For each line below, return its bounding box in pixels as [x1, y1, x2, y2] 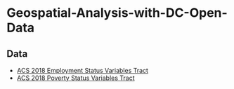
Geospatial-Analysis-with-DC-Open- [6, 5, 228, 21]
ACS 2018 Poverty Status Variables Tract [16, 74, 135, 82]
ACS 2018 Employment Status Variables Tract [16, 67, 149, 74]
